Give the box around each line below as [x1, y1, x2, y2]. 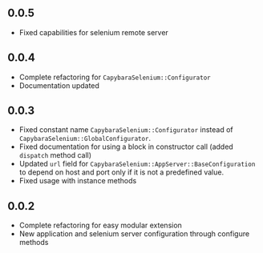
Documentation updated [18, 80, 99, 90]
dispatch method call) [18, 151, 92, 160]
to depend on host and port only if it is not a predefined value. [18, 167, 225, 177]
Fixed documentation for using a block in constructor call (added [18, 142, 233, 151]
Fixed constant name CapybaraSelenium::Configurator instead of [18, 125, 233, 135]
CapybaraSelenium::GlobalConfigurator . [18, 134, 152, 143]
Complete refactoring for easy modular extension [18, 220, 182, 231]
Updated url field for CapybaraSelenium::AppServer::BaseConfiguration [18, 159, 256, 169]
